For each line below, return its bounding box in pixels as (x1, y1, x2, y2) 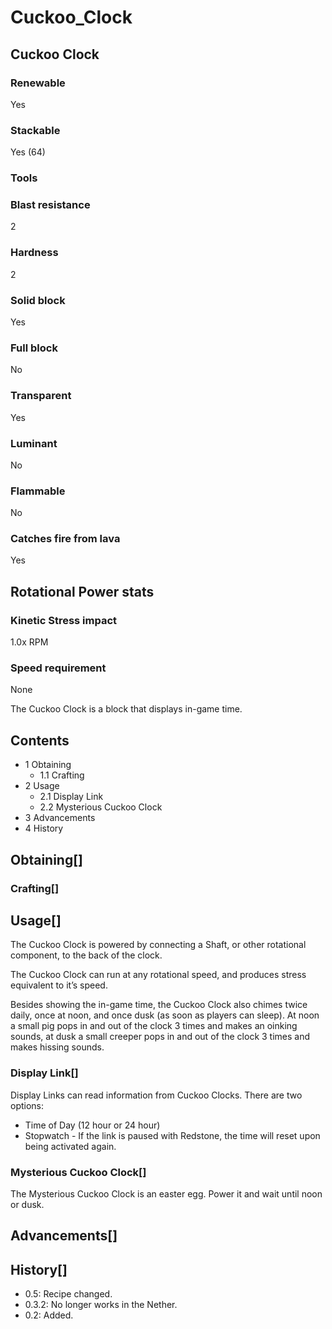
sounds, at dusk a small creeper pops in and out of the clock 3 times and (10, 1031, 311, 1043)
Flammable (10, 484, 66, 498)
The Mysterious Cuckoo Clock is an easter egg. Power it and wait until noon (10, 1187, 323, 1200)
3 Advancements (24, 812, 96, 824)
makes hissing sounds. (10, 1041, 105, 1053)
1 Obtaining (24, 759, 72, 771)
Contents (10, 732, 70, 749)
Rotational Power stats (10, 583, 155, 600)
